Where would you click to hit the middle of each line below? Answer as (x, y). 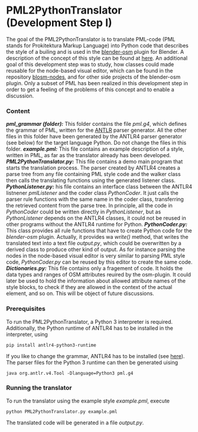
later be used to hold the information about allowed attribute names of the (96, 281)
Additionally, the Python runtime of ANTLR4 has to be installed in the (90, 328)
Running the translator (39, 388)
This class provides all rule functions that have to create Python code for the (99, 230)
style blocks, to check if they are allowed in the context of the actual (89, 287)
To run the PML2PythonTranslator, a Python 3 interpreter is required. (90, 321)
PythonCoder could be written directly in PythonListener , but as (84, 212)
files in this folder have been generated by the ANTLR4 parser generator (94, 137)
